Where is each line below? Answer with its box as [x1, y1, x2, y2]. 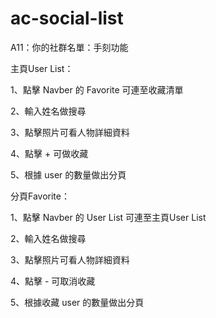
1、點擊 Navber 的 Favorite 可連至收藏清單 [10, 83, 184, 96]
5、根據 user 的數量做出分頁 [10, 168, 127, 181]
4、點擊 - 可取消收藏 [10, 275, 96, 287]
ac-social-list [10, 7, 124, 30]
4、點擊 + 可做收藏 [10, 147, 89, 159]
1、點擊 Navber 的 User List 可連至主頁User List [10, 211, 207, 223]
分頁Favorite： [10, 190, 70, 202]
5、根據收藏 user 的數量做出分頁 [10, 296, 145, 308]
